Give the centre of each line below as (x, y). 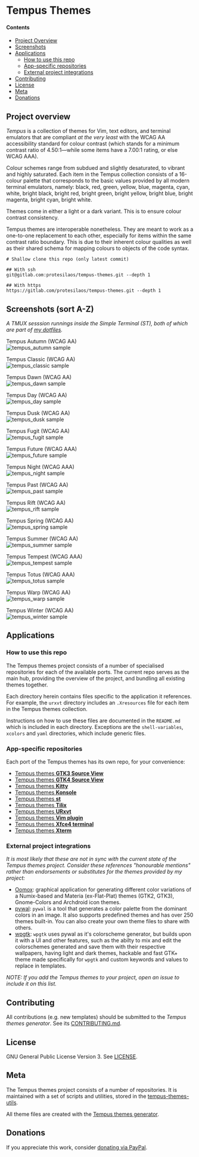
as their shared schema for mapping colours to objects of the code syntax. (98, 248)
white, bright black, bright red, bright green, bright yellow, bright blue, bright (100, 193)
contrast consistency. (33, 218)
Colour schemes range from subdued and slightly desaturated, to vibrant (96, 168)
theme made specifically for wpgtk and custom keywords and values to (102, 960)
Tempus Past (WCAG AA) (37, 485)
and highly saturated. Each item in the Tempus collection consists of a (92, 175)
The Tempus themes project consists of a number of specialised (85, 665)
